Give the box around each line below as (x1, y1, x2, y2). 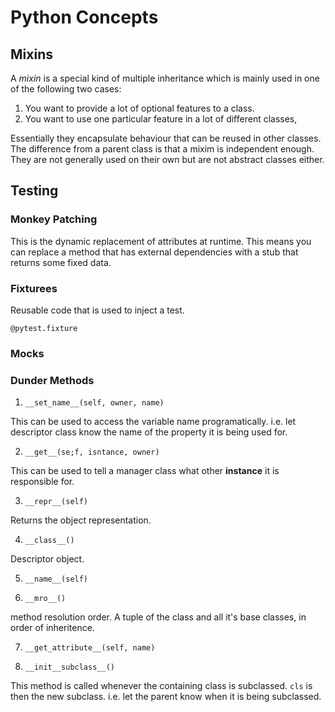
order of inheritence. (10, 622, 95, 634)
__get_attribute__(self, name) (24, 643, 156, 653)
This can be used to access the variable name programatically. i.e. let (10, 416, 297, 428)
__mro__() (24, 594, 67, 604)
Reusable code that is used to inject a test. (10, 304, 185, 316)
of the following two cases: (10, 83, 122, 95)
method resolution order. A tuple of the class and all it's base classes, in (10, 611, 307, 623)
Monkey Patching (10, 212, 98, 226)
